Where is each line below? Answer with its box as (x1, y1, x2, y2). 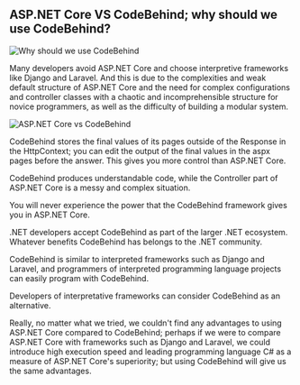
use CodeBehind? (9, 22, 111, 37)
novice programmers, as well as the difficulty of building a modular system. (9, 101, 289, 112)
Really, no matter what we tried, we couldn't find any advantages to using (9, 317, 282, 328)
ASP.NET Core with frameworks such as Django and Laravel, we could (9, 336, 271, 347)
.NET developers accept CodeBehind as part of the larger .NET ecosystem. (9, 226, 288, 237)
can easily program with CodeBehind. (9, 272, 150, 283)
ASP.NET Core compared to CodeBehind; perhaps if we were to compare (9, 326, 281, 337)
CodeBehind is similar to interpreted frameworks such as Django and (9, 253, 266, 264)
